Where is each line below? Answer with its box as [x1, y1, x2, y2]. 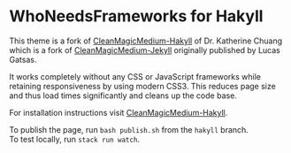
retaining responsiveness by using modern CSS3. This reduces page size [9, 80, 276, 91]
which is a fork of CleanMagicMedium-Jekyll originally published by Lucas [9, 44, 280, 55]
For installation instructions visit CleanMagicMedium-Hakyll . [9, 107, 228, 118]
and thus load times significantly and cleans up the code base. [9, 90, 237, 101]
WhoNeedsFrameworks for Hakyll [9, 6, 264, 27]
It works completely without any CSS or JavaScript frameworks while [9, 71, 262, 81]
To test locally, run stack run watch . [9, 134, 140, 144]
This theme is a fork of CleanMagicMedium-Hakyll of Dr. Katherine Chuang [9, 35, 283, 46]
